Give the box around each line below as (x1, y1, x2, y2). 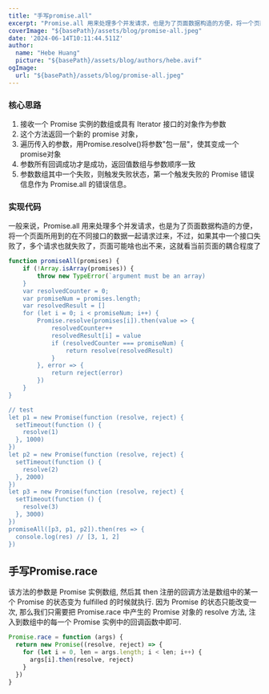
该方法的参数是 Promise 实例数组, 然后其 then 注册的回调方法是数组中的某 (8, 587, 251, 597)
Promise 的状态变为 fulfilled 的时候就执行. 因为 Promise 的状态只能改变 (17, 597, 250, 607)
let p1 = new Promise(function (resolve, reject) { (8, 413, 184, 421)
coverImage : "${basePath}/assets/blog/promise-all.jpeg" (8, 26, 203, 34)
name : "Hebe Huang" (15, 49, 81, 57)
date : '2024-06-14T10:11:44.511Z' (8, 34, 124, 43)
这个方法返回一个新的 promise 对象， (19, 129, 143, 139)
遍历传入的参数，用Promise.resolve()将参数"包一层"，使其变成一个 (19, 139, 239, 148)
